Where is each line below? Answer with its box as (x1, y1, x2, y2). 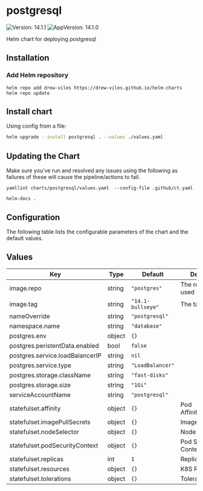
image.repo (9, 284, 42, 292)
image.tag (9, 300, 38, 308)
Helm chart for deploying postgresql (6, 35, 97, 42)
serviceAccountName (9, 391, 71, 399)
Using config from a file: (6, 122, 66, 130)
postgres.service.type (9, 361, 71, 369)
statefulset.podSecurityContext (9, 441, 98, 449)
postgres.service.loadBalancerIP (9, 351, 101, 360)
